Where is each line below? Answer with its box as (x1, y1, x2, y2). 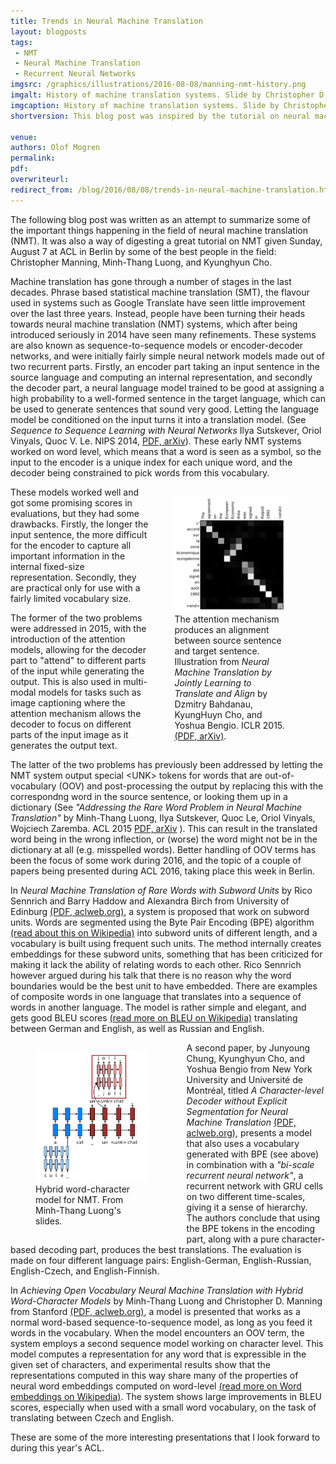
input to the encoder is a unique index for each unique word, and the (10, 456, 293, 468)
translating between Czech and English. (10, 1411, 175, 1424)
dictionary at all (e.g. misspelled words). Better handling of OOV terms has (10, 843, 317, 855)
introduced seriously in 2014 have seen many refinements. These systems (10, 328, 317, 340)
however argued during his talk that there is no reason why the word (10, 969, 292, 981)
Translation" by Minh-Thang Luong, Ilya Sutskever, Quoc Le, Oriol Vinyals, (10, 811, 316, 824)
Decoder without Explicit (186, 1095, 288, 1107)
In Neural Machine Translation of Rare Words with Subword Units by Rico (10, 884, 313, 896)
